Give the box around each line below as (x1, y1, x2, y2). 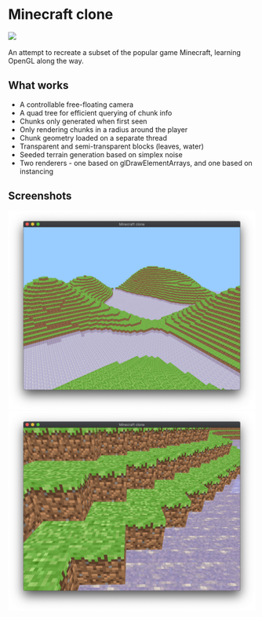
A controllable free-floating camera (19, 100, 134, 109)
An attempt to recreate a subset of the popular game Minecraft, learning (8, 47, 242, 57)
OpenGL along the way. (8, 56, 84, 65)
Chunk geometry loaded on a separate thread (19, 133, 167, 142)
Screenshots (8, 189, 72, 203)
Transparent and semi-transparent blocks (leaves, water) (19, 141, 204, 151)
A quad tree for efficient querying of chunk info (19, 108, 173, 117)
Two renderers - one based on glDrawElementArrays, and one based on (19, 158, 253, 167)
